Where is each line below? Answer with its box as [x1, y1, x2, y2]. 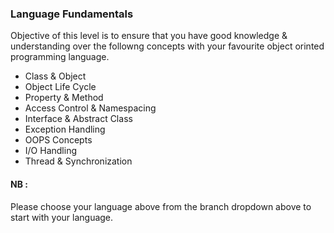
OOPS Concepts [24, 134, 93, 146]
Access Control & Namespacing [24, 102, 157, 114]
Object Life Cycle [24, 81, 97, 93]
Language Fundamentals [10, 7, 134, 21]
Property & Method [24, 92, 104, 104]
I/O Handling [24, 145, 77, 157]
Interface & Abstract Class [24, 113, 133, 125]
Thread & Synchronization [24, 155, 133, 167]
